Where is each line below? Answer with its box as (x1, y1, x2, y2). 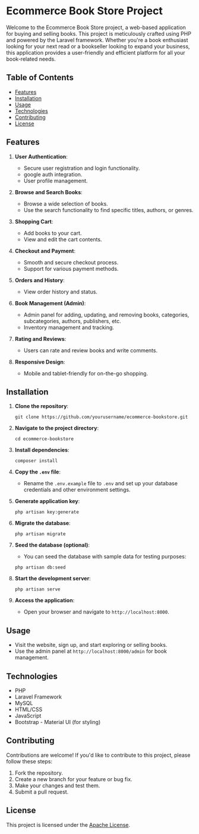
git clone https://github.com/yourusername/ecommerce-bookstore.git (14, 414, 188, 420)
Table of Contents (6, 72, 74, 83)
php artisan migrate (14, 531, 66, 537)
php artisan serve (14, 586, 61, 592)
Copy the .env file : (14, 468, 61, 476)
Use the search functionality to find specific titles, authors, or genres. (23, 206, 194, 213)
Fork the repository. (14, 769, 64, 776)
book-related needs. (6, 55, 56, 62)
